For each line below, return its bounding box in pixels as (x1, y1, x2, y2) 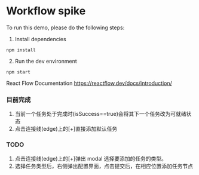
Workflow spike (6, 4, 86, 18)
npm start (6, 69, 31, 75)
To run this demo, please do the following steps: (6, 24, 125, 31)
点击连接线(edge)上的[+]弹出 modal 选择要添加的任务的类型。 (14, 155, 167, 162)
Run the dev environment (14, 57, 77, 65)
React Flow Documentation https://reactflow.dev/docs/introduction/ (6, 79, 172, 87)
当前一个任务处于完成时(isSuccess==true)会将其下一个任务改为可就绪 (14, 110, 186, 118)
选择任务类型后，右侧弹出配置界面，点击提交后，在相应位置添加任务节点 (14, 162, 193, 170)
